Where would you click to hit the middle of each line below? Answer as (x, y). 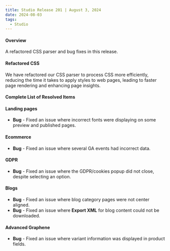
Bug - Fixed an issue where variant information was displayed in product (89, 239)
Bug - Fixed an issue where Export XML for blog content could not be (86, 210)
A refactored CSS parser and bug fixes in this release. (62, 52)
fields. (19, 244)
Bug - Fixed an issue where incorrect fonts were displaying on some (84, 120)
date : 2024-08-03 (24, 15)
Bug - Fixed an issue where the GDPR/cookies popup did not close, (83, 171)
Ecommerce (18, 137)
